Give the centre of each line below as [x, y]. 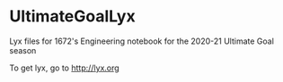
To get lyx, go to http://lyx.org [64, 68]
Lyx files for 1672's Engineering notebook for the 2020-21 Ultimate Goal [141, 41]
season [23, 50]
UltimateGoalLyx [73, 16]
